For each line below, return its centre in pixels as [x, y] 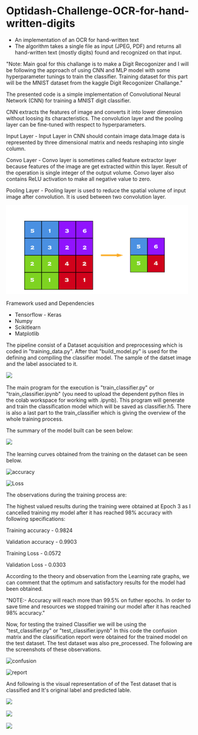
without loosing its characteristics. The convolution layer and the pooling [95, 118]
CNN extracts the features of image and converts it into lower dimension [94, 112]
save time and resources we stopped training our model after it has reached [98, 606]
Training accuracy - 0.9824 [39, 530]
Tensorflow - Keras [38, 314]
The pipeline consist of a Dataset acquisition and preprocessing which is [95, 345]
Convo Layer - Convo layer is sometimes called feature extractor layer [91, 160]
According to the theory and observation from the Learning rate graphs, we [98, 576]
